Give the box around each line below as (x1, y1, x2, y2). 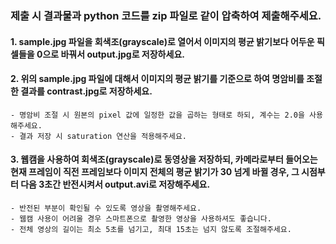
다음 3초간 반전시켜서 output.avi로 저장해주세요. (20, 178, 211, 191)
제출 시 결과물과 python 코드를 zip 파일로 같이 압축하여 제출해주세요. (10, 8, 322, 22)
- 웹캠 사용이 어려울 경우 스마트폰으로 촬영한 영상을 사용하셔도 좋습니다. (10, 213, 272, 224)
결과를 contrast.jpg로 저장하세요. (20, 85, 153, 97)
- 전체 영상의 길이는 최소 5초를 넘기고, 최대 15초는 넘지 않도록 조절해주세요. (10, 224, 292, 234)
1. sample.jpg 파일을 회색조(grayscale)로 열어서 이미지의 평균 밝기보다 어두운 (10, 35, 315, 47)
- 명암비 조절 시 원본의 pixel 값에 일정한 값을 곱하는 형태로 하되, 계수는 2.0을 (10, 110, 305, 120)
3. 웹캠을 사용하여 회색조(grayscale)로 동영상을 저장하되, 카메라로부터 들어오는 (10, 153, 318, 166)
